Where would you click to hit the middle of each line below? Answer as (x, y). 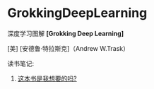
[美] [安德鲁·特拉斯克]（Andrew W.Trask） (68, 48)
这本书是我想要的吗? (47, 78)
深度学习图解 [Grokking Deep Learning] (66, 33)
